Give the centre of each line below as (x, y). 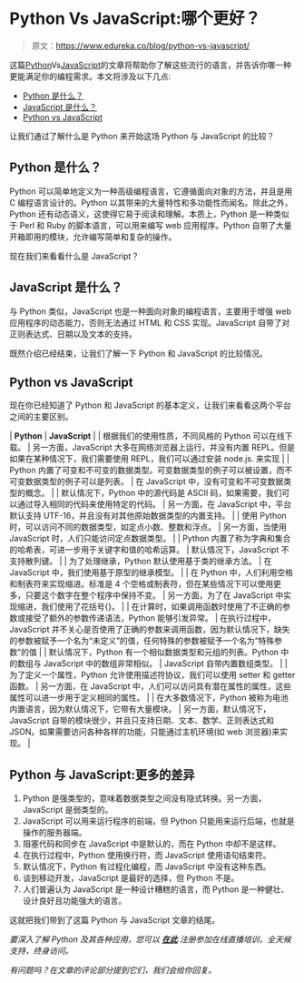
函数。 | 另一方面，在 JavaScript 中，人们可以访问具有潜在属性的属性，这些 (151, 686)
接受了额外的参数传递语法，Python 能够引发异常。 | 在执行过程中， (151, 618)
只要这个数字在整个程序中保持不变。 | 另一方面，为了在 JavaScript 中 (154, 595)
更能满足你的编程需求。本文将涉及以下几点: (90, 76)
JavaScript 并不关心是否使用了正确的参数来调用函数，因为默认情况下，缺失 (150, 630)
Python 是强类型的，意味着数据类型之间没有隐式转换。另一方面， (144, 798)
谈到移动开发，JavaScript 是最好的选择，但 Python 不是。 (131, 878)
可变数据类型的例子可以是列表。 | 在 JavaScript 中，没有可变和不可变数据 (147, 481)
